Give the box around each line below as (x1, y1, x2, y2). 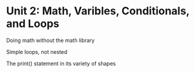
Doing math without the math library (6, 36, 95, 44)
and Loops (6, 17, 60, 31)
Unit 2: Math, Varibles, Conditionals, (6, 4, 190, 18)
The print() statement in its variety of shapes (6, 60, 116, 67)
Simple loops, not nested (6, 48, 68, 55)
